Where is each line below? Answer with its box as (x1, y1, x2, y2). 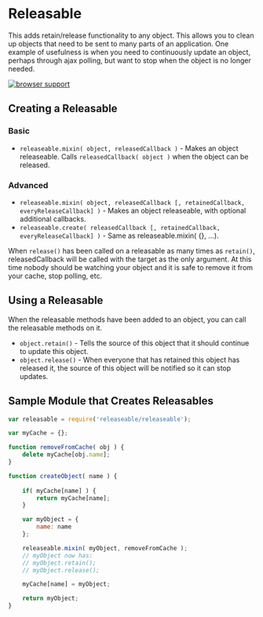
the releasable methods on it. (8, 323, 103, 332)
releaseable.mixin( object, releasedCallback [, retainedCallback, (19, 199, 245, 206)
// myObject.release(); (22, 566, 100, 574)
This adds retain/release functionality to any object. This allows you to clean (8, 31, 254, 40)
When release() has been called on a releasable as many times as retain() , (8, 246, 255, 255)
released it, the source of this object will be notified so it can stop (19, 363, 232, 373)
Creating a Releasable (8, 102, 118, 115)
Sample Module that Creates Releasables (8, 394, 214, 408)
